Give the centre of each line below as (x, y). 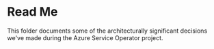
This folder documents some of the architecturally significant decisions (107, 31)
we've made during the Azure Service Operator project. (85, 37)
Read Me (32, 12)
